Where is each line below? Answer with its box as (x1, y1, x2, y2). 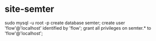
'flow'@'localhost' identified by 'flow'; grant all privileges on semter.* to (4, 25, 152, 31)
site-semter (4, 3, 55, 15)
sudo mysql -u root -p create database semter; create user (4, 20, 125, 26)
